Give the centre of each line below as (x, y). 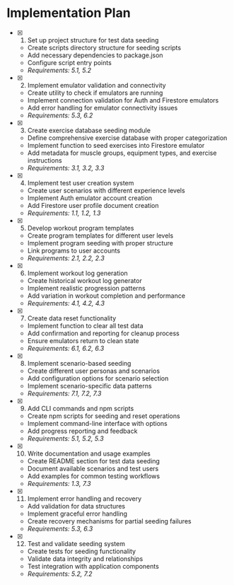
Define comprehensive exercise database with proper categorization (127, 138)
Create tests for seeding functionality (81, 551)
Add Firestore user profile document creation (93, 205)
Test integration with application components (93, 566)
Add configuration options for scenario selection (98, 378)
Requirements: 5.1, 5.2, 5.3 (65, 438)
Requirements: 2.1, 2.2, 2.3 (66, 258)
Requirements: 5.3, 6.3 (60, 528)
